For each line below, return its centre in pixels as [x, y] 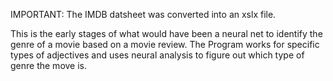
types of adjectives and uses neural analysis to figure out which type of [157, 55]
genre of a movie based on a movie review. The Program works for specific [165, 44]
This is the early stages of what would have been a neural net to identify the [166, 33]
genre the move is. [49, 65]
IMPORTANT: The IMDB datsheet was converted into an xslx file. [143, 14]
